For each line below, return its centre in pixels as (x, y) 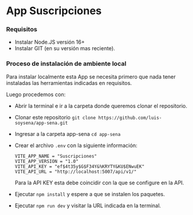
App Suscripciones (54, 11)
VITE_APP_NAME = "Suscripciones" (56, 156)
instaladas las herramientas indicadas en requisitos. (69, 83)
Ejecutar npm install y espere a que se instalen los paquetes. (90, 194)
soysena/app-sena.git (41, 123)
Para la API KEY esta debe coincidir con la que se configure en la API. (99, 183)
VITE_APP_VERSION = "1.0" (46, 161)
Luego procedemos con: (36, 94)
